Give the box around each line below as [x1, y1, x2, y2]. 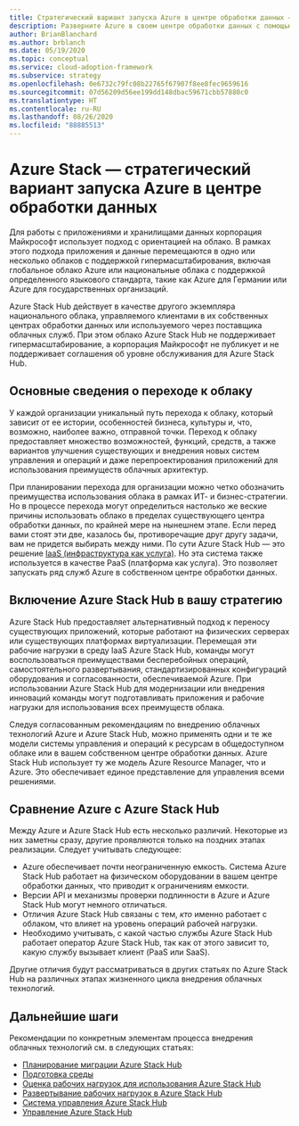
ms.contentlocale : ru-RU [9, 104, 101, 113]
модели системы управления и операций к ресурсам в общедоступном [9, 738, 285, 749]
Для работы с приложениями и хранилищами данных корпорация [9, 227, 263, 237]
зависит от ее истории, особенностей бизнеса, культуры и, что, [9, 417, 253, 427]
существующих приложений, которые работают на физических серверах [9, 625, 290, 636]
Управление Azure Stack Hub [21, 1107, 133, 1118]
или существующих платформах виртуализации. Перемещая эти [9, 635, 257, 646]
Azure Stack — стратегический [9, 160, 252, 179]
